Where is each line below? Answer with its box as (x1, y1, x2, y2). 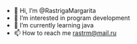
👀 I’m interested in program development (13, 14, 130, 22)
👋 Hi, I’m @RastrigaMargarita (13, 7, 96, 14)
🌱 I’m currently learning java (13, 21, 94, 29)
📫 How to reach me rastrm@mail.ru (13, 29, 117, 37)
